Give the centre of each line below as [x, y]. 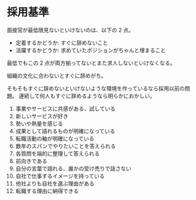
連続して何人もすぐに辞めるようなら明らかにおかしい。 [87, 96]
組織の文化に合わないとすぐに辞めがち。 [57, 75]
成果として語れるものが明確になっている [65, 131]
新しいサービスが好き [42, 116]
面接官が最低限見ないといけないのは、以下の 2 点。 [70, 30]
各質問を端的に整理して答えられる [58, 153]
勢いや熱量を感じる [39, 123]
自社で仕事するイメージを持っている [60, 176]
